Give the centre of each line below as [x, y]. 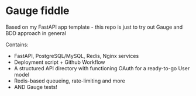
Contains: [17, 44]
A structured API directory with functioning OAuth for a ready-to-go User [102, 68]
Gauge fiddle [37, 11]
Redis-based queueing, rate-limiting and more [69, 81]
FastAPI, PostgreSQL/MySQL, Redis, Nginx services [76, 56]
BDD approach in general [36, 33]
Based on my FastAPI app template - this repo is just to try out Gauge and [94, 27]
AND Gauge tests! [36, 87]
